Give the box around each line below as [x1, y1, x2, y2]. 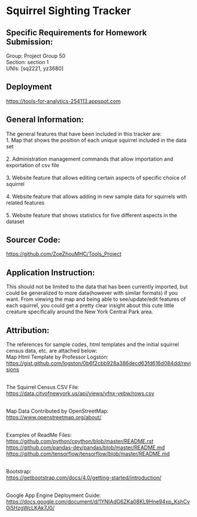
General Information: [6, 115, 84, 125]
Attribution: [6, 325, 50, 335]
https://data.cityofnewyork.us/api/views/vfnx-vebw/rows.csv [6, 390, 155, 397]
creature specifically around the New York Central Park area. [6, 308, 153, 316]
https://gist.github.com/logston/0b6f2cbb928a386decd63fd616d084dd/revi [6, 360, 191, 367]
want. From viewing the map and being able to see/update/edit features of [6, 296, 186, 303]
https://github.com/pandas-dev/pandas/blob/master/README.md [6, 444, 165, 451]
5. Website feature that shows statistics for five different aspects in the [6, 211, 178, 218]
